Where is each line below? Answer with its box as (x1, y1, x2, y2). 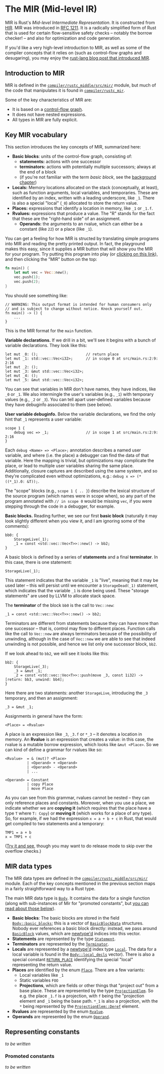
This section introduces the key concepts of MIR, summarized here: (5, 144, 141, 150)
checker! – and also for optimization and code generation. (5, 35, 121, 41)
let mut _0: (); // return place (5, 352, 119, 357)
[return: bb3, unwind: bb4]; (5, 677, 64, 682)
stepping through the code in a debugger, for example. (5, 503, 115, 509)
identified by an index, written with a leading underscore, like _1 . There (12, 194, 155, 201)
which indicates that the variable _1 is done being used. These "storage (5, 587, 149, 593)
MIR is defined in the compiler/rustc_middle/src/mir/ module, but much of (5, 82, 156, 88)
